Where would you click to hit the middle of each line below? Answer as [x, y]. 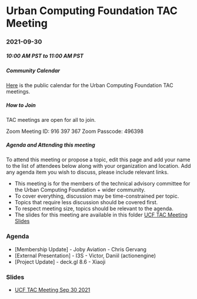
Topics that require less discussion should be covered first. [86, 202]
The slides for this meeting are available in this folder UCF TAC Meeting [101, 215]
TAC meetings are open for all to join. [51, 120]
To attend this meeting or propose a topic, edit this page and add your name [98, 160]
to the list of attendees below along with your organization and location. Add [98, 166]
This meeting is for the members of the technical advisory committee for [102, 184]
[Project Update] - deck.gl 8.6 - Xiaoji [60, 262]
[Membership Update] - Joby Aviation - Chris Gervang [81, 249]
